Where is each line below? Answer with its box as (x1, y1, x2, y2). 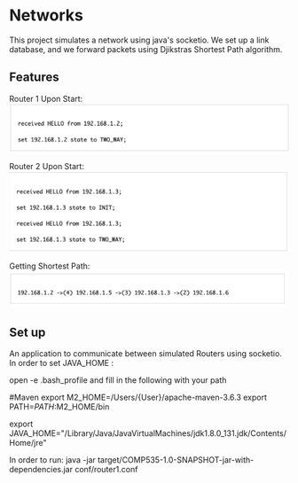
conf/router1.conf (74, 464, 138, 475)
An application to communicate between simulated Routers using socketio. (9, 348, 282, 359)
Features (9, 70, 59, 85)
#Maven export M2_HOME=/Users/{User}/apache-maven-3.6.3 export (9, 392, 268, 403)
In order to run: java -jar (9, 455, 96, 465)
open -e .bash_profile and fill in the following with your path (9, 375, 227, 386)
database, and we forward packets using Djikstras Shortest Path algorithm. (9, 43, 283, 54)
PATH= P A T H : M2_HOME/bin (9, 401, 110, 412)
